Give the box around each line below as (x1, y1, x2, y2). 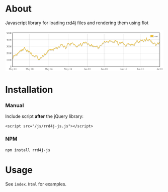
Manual (5, 102, 24, 109)
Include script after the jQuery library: (5, 113, 84, 119)
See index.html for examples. (5, 181, 67, 187)
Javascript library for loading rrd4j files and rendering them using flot (5, 20, 149, 26)
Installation (5, 84, 53, 95)
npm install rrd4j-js (5, 147, 51, 153)
